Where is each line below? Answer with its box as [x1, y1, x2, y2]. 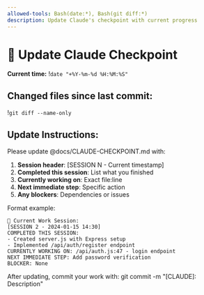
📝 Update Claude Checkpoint [7, 47, 178, 63]
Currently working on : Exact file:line [17, 176, 123, 184]
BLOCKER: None [7, 260, 49, 267]
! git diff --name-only [7, 109, 72, 117]
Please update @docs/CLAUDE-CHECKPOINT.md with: [7, 147, 166, 156]
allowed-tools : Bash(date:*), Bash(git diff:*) [7, 10, 148, 17]
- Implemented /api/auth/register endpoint [7, 242, 136, 249]
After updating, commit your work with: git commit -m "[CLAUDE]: [7, 273, 197, 281]
